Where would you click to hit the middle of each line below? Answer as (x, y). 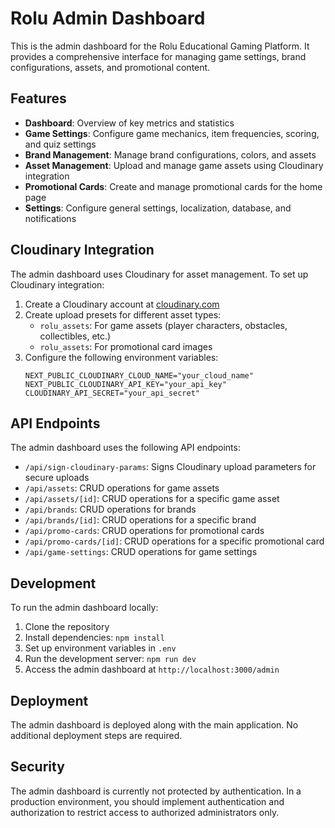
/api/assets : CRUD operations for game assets (122, 488)
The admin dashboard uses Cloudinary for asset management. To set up (159, 274)
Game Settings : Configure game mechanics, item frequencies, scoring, (172, 133)
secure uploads (57, 478)
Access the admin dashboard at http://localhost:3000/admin (152, 669)
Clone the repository (67, 627)
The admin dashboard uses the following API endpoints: (125, 448)
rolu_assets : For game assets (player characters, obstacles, (163, 325)
